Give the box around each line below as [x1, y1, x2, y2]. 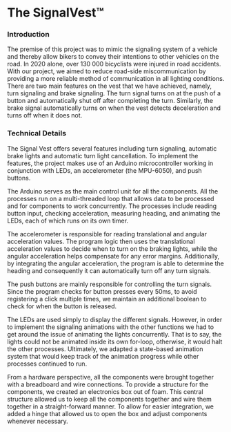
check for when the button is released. [7, 302, 117, 310]
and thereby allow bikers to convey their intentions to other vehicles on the [7, 53, 219, 61]
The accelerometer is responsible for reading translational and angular [7, 229, 207, 238]
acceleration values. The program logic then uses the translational [7, 237, 195, 245]
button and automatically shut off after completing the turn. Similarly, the [7, 97, 214, 105]
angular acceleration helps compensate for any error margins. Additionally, [7, 252, 219, 260]
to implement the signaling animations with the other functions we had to [7, 323, 214, 331]
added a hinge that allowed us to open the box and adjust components [7, 409, 208, 417]
